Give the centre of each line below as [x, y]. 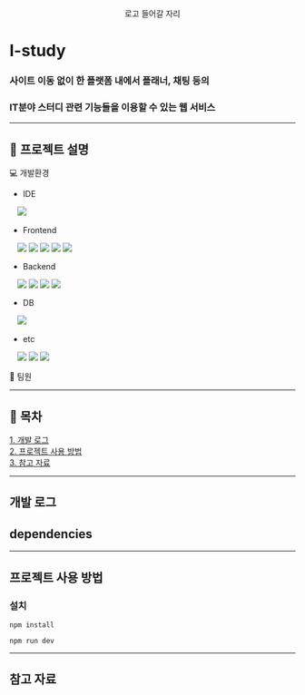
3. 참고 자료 [30, 463]
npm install [32, 625]
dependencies [51, 534]
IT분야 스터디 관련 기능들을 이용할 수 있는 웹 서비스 [113, 108]
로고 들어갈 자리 [152, 14]
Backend [39, 267]
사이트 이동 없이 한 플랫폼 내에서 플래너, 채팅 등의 [110, 81]
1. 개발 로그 [30, 440]
